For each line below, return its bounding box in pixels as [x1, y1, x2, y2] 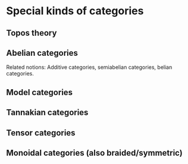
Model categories [6, 87, 73, 97]
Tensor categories [6, 128, 76, 138]
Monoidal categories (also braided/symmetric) [6, 147, 183, 158]
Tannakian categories [6, 108, 89, 118]
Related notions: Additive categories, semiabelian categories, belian [6, 64, 173, 71]
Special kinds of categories [6, 4, 144, 18]
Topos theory [6, 28, 57, 38]
